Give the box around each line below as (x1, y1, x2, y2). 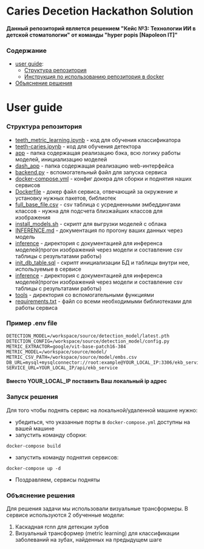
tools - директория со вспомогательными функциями (15, 291, 154, 298)
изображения (15, 214, 50, 221)
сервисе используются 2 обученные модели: (6, 511, 124, 519)
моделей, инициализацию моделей (15, 155, 107, 163)
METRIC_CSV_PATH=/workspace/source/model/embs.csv (6, 354, 137, 360)
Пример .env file (6, 319, 58, 327)
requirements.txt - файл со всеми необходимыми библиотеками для (15, 298, 192, 305)
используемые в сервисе (15, 265, 82, 273)
